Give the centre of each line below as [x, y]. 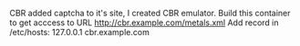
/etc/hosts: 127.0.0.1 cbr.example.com [80, 32]
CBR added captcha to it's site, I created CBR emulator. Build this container [150, 13]
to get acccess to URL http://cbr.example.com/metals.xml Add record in [144, 23]
